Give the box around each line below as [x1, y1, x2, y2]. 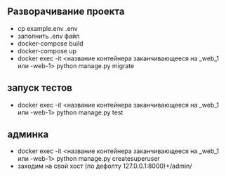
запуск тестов [7, 82, 72, 94]
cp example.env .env [17, 24, 79, 32]
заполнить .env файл [17, 32, 80, 40]
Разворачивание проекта [7, 6, 125, 18]
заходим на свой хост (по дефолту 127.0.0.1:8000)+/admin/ [17, 162, 192, 171]
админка [7, 129, 49, 140]
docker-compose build [17, 39, 84, 48]
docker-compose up [17, 46, 77, 55]
